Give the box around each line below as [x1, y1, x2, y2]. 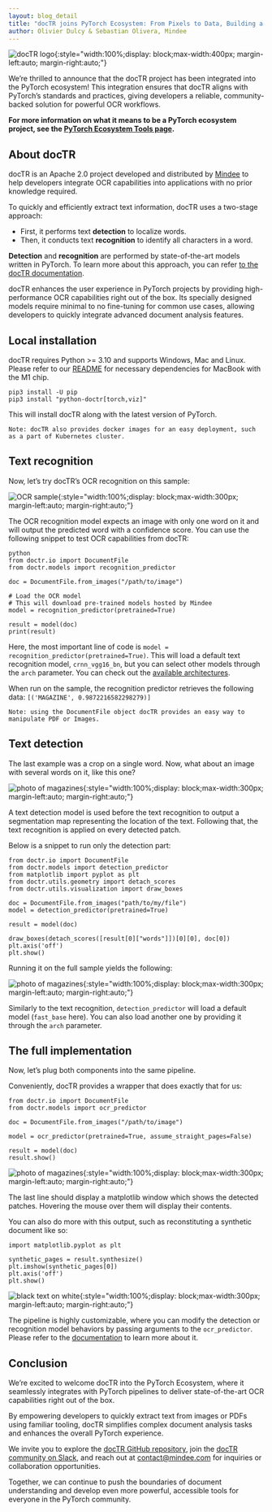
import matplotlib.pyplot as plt [8, 1241, 122, 1249]
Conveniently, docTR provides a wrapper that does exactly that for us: [8, 1081, 242, 1091]
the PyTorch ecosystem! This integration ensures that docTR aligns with [8, 82, 248, 92]
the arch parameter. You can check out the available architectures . [8, 668, 231, 678]
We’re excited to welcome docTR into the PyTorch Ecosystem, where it [8, 1378, 244, 1388]
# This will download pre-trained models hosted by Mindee [8, 599, 213, 607]
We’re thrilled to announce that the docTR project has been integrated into [8, 74, 257, 84]
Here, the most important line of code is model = [8, 642, 169, 651]
